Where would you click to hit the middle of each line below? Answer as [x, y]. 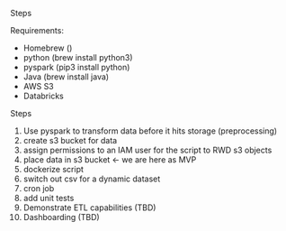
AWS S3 [39, 86]
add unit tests [49, 198]
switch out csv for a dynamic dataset [92, 179]
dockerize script [54, 169]
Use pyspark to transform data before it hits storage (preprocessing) [150, 131]
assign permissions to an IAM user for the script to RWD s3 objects [147, 150]
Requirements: [37, 30]
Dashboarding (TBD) [61, 217]
